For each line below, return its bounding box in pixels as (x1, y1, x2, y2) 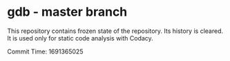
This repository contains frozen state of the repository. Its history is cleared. (7, 27, 223, 35)
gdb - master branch (7, 4, 128, 20)
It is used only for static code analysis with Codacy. (7, 34, 153, 42)
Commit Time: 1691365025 (7, 47, 84, 56)
